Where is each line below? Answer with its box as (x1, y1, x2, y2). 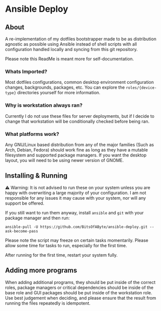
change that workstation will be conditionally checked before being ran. (5, 118, 150, 124)
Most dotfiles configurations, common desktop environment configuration (5, 79, 154, 85)
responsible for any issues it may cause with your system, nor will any (5, 195, 146, 201)
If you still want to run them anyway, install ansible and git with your (5, 209, 144, 215)
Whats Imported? (5, 68, 47, 75)
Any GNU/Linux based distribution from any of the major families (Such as (5, 141, 154, 148)
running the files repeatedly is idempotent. (5, 300, 91, 306)
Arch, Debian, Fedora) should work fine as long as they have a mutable (5, 147, 148, 153)
